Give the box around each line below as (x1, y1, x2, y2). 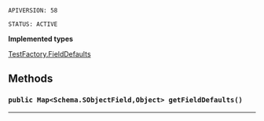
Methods (8, 72, 53, 86)
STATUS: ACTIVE (8, 20, 58, 28)
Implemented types (8, 35, 73, 43)
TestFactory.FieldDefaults (8, 49, 92, 58)
